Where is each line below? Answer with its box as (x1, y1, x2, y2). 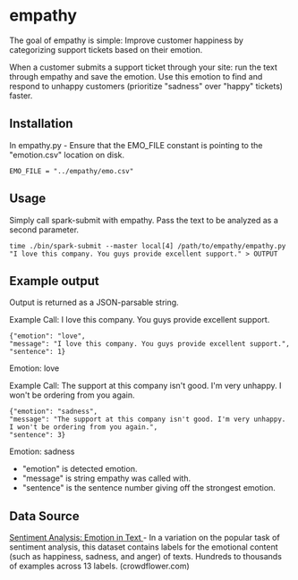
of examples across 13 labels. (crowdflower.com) (9, 560, 190, 572)
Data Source (9, 509, 80, 524)
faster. (9, 90, 33, 101)
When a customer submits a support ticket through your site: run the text (9, 62, 277, 72)
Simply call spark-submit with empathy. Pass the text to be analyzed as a (9, 214, 279, 225)
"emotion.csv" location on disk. (9, 149, 125, 160)
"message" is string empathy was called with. (21, 473, 191, 483)
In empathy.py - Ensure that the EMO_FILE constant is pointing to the (9, 139, 263, 150)
